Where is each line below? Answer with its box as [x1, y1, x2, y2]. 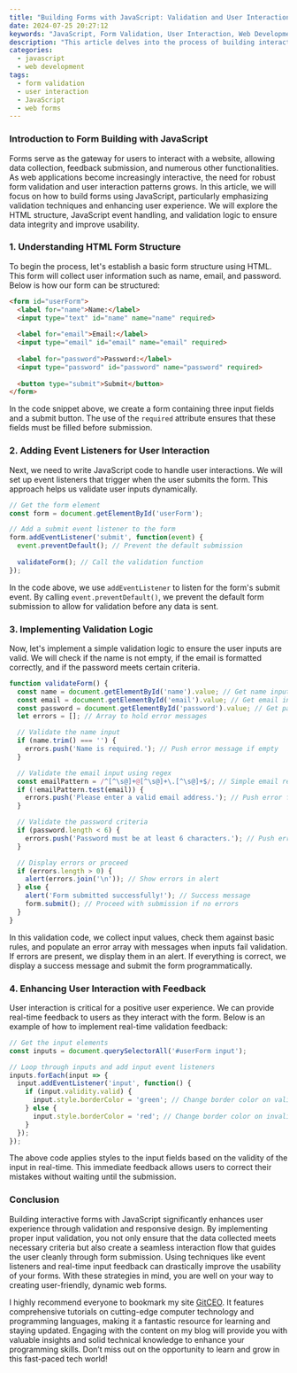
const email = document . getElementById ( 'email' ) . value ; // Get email [17, 695, 278, 704]
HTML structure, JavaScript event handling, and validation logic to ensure [9, 209, 278, 220]
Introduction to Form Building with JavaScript [9, 133, 209, 145]
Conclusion [9, 1193, 60, 1206]
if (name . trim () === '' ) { [17, 736, 117, 745]
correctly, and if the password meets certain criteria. [9, 662, 201, 672]
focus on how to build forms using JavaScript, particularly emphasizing [9, 190, 269, 201]
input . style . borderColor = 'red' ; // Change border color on [32, 1112, 263, 1121]
